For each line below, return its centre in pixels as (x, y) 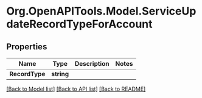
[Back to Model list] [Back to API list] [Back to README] (76, 89)
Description (92, 64)
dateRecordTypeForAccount (80, 24)
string (60, 74)
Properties (27, 47)
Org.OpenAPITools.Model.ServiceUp (101, 11)
